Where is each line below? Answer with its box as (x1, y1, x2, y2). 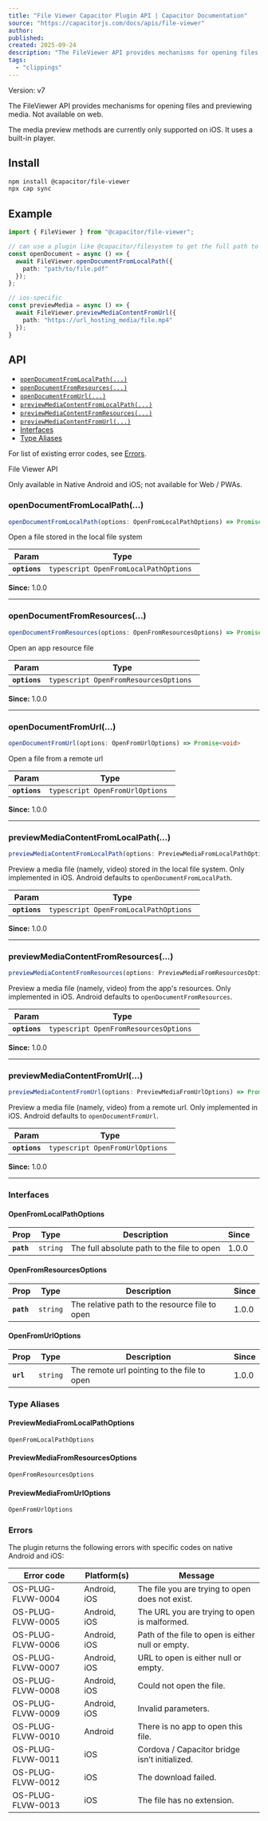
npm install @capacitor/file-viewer (8, 177, 130, 186)
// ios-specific (8, 294, 62, 302)
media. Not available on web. (8, 109, 104, 119)
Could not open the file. (137, 1680, 226, 1691)
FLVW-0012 (12, 1777, 61, 1788)
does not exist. (137, 1594, 193, 1605)
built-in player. (8, 133, 56, 143)
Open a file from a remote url (8, 753, 104, 763)
